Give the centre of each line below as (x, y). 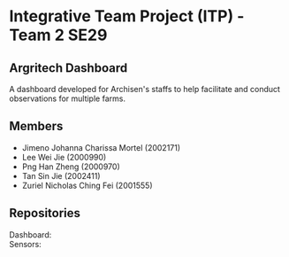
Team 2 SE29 (58, 35)
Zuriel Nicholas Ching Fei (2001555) (87, 185)
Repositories (45, 213)
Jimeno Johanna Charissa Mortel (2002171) (101, 147)
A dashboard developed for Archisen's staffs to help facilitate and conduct (145, 89)
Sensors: (25, 244)
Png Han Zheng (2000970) (71, 167)
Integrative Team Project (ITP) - (127, 16)
